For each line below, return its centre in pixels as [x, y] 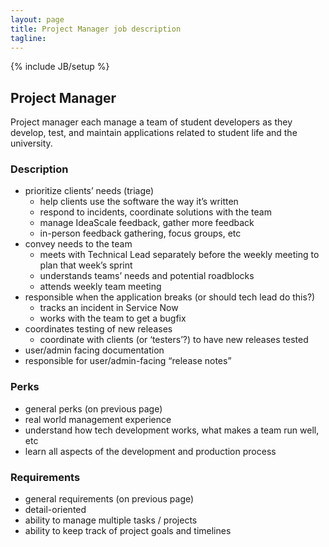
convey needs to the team [78, 244]
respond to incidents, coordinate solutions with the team [155, 212]
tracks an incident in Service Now [109, 308]
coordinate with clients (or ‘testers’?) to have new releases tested [174, 340]
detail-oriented [55, 510]
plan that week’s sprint [86, 265]
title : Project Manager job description [96, 29]
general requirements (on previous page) [109, 499]
